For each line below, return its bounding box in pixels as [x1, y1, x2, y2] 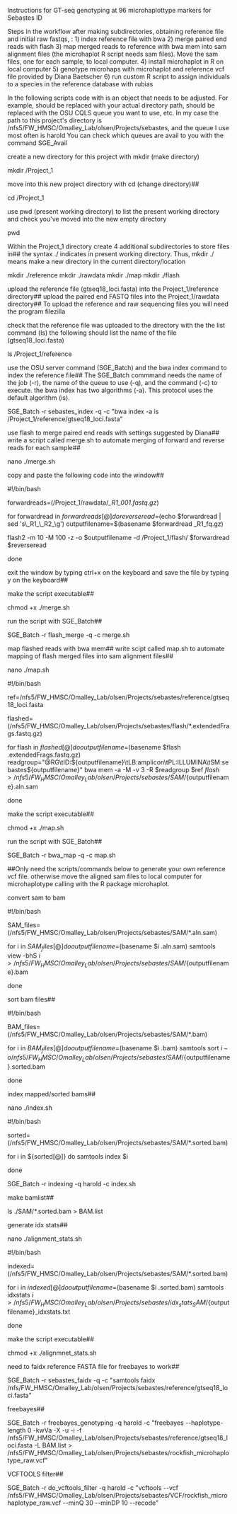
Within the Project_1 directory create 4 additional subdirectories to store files [7, 242, 230, 251]
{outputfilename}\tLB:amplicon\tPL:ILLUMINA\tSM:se [75, 758, 229, 767]
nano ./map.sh [7, 665, 50, 674]
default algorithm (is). [7, 394, 71, 402]
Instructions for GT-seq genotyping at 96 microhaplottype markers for [7, 6, 212, 14]
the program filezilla [7, 307, 66, 316]
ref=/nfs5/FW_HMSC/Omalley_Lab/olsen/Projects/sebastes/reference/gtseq [7, 693, 230, 701]
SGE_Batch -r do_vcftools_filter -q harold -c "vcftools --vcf [7, 1483, 179, 1492]
